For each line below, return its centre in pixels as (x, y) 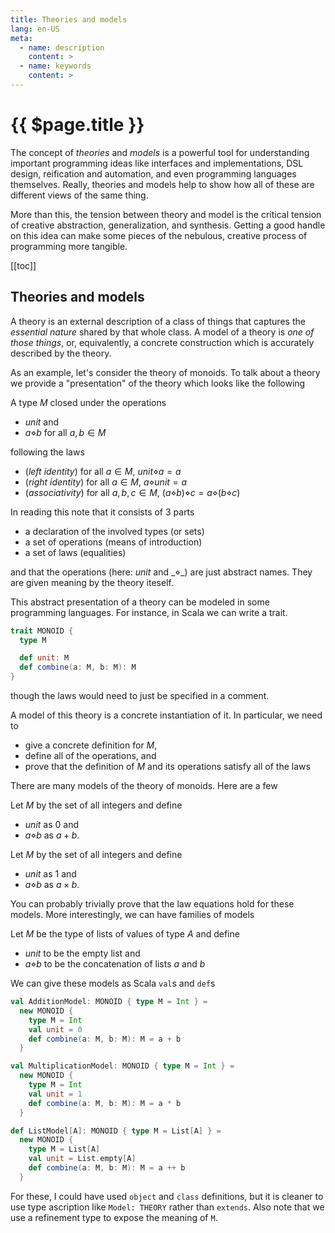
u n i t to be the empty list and (82, 953)
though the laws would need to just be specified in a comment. (140, 695)
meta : (21, 38)
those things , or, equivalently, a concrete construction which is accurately (162, 342)
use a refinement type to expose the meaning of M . (114, 1217)
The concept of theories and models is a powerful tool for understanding (160, 152)
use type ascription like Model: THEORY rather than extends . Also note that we (167, 1207)
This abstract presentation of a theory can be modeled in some (140, 602)
